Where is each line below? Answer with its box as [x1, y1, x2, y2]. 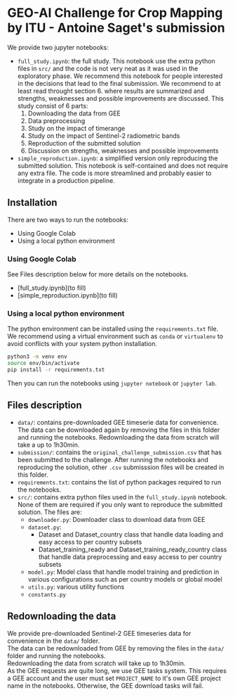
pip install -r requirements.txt [7, 366, 105, 373]
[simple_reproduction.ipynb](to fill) [17, 291, 118, 300]
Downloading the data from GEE [27, 109, 121, 117]
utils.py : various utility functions [27, 582, 125, 591]
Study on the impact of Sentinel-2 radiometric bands [27, 132, 180, 140]
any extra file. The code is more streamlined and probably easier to [17, 169, 212, 177]
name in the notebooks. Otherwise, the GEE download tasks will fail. [7, 681, 204, 690]
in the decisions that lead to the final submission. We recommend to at [17, 79, 221, 87]
